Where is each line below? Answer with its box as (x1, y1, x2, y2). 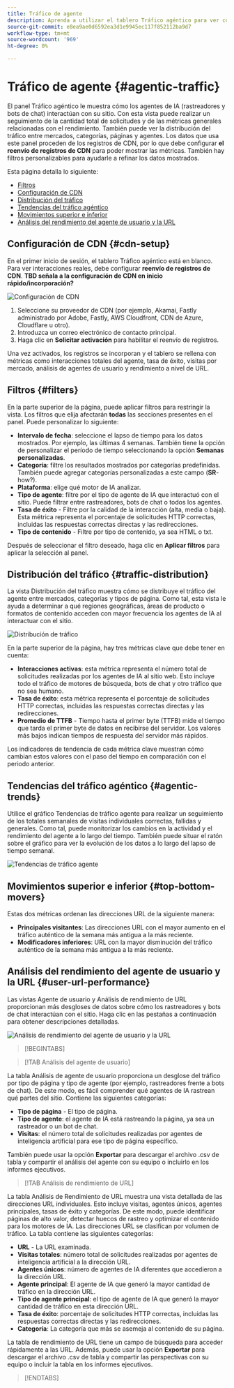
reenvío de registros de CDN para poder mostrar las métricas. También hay (7, 146, 225, 154)
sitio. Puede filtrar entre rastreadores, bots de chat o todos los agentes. (17, 498, 223, 506)
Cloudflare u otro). (17, 320, 70, 329)
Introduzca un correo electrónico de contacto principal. (17, 328, 176, 336)
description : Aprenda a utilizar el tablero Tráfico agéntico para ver (7, 17, 219, 24)
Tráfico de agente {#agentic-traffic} (7, 79, 221, 95)
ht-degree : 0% (7, 43, 49, 50)
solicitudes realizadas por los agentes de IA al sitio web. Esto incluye (17, 672, 214, 680)
